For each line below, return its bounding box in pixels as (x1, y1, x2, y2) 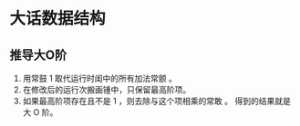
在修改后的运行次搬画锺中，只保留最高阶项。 (22, 84, 191, 95)
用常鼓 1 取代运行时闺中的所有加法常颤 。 (22, 73, 178, 83)
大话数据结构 (9, 8, 107, 29)
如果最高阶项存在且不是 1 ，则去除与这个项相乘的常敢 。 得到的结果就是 (22, 96, 292, 106)
